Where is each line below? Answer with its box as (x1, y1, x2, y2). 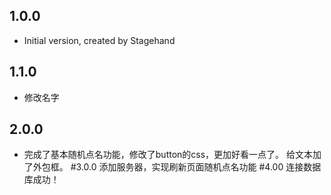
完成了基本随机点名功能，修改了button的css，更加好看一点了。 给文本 (23, 149, 314, 161)
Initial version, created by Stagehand (23, 34, 176, 46)
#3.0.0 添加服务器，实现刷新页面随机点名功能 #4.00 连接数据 (70, 161, 322, 173)
